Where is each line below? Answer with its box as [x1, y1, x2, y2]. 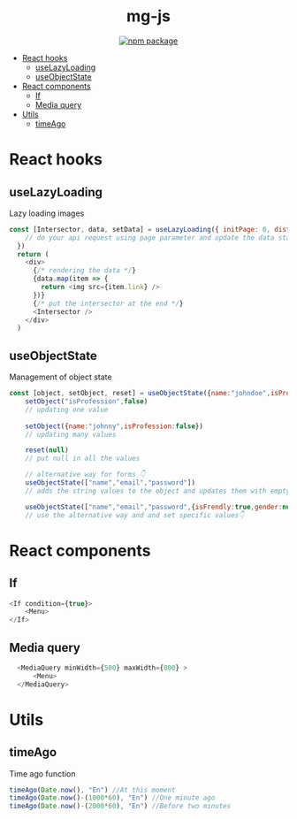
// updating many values [25, 430, 117, 439]
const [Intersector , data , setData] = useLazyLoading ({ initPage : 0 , [9, 225, 271, 233]
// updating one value [25, 405, 109, 414]
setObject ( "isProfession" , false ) [25, 397, 148, 406]
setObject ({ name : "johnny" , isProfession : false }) [25, 422, 203, 431]
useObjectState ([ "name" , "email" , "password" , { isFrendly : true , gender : [25, 502, 283, 511]
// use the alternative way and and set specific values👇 [25, 510, 245, 519]
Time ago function [9, 768, 76, 779]
